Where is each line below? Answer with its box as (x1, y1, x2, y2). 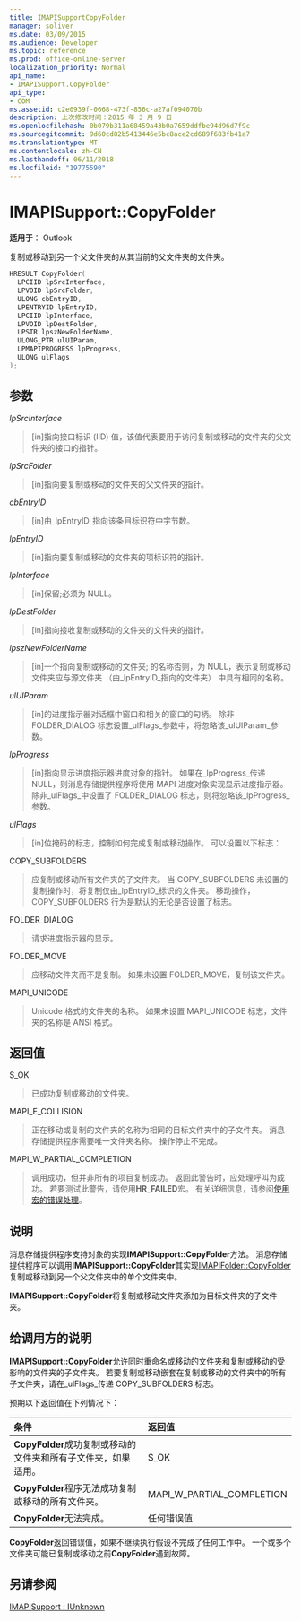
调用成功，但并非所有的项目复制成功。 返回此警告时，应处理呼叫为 (30, 1172, 278, 1183)
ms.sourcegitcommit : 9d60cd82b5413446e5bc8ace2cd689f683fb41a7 (9, 130, 251, 139)
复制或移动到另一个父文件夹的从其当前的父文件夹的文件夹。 (9, 252, 229, 263)
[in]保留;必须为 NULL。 (30, 588, 116, 599)
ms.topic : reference (9, 47, 87, 56)
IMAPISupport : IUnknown (9, 1601, 105, 1612)
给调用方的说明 (9, 1331, 92, 1346)
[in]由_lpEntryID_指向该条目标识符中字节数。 (30, 515, 195, 525)
